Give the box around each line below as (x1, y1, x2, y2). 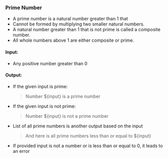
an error (12, 148, 30, 154)
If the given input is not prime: (12, 103, 76, 109)
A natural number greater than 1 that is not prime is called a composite (12, 27, 161, 33)
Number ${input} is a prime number (25, 93, 101, 99)
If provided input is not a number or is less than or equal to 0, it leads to (12, 142, 163, 149)
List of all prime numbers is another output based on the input (12, 123, 143, 129)
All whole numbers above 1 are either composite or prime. (12, 37, 134, 43)
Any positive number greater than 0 (12, 60, 88, 66)
